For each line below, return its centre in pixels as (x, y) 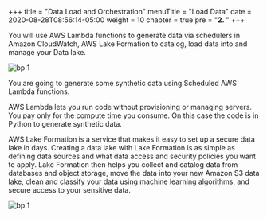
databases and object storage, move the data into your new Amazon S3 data (134, 173)
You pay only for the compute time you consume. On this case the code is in (133, 115)
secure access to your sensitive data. (70, 190)
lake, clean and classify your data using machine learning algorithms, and (129, 181)
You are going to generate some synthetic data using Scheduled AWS (123, 83)
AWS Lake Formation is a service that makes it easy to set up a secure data (132, 139)
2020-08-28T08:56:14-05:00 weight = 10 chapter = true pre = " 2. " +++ (127, 20)
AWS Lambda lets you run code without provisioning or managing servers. (130, 107)
